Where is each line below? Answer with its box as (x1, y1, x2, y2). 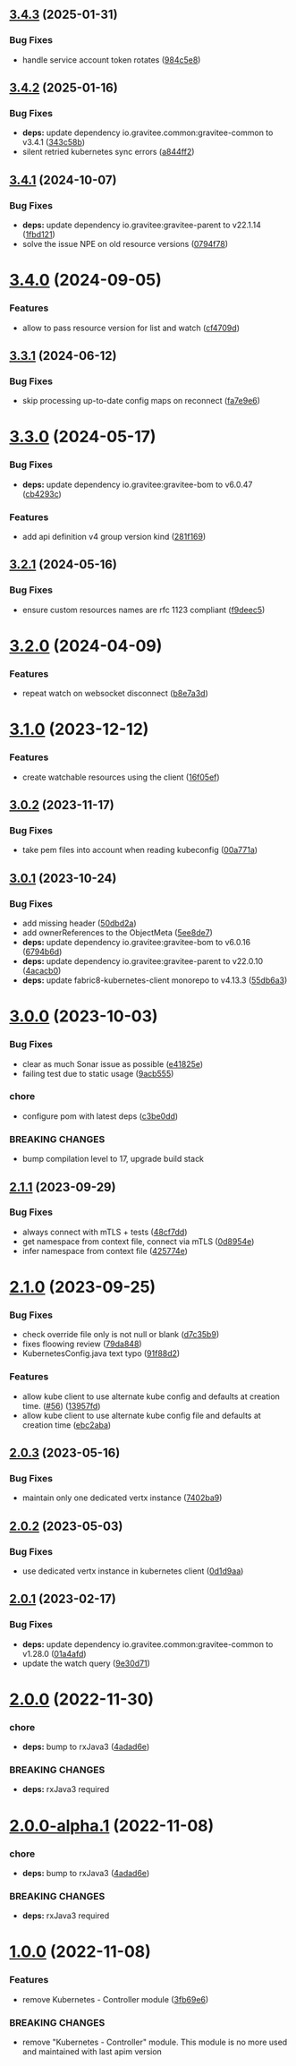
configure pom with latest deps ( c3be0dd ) (21, 1110, 179, 1122)
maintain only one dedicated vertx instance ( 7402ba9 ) (21, 1492, 223, 1503)
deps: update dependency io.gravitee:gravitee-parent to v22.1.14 (21, 219, 262, 231)
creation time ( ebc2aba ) (21, 1419, 112, 1430)
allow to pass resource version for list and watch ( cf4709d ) (21, 322, 240, 333)
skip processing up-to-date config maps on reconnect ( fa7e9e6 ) (21, 396, 261, 406)
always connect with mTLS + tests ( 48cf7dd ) (21, 1226, 188, 1237)
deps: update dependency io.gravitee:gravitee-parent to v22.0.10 (21, 956, 264, 967)
